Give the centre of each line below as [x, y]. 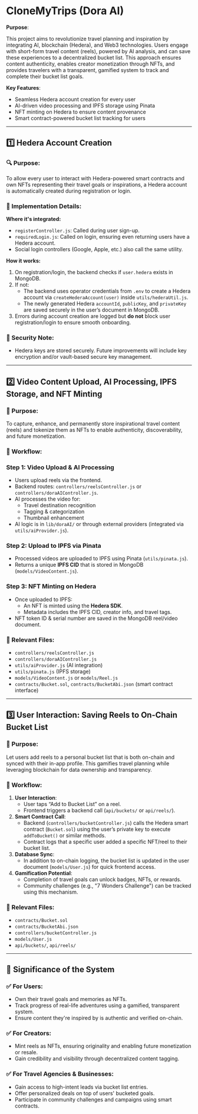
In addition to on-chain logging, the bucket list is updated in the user [106, 860]
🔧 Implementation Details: [44, 206]
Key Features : [24, 87]
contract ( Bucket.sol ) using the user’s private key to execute [97, 829]
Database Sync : [34, 854]
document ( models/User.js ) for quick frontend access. [90, 867]
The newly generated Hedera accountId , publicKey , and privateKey [105, 303]
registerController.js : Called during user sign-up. [77, 230]
